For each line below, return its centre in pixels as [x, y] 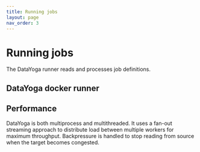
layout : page [23, 17]
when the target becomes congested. [53, 142]
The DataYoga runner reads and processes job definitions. [79, 69]
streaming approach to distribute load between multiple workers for [90, 129]
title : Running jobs [32, 12]
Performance [32, 109]
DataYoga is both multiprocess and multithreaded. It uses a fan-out [89, 123]
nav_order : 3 [23, 23]
